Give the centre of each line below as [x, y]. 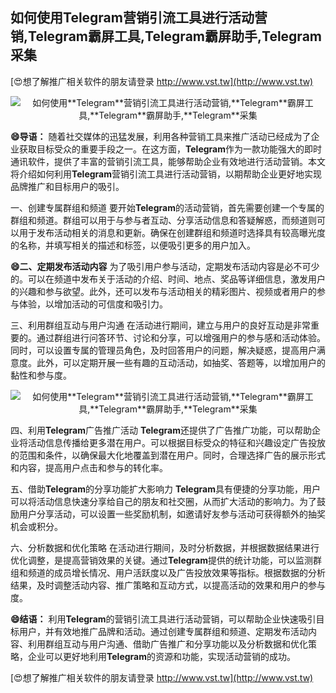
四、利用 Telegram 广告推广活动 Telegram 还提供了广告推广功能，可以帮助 [161, 430]
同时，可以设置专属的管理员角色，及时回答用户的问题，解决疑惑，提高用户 [163, 350]
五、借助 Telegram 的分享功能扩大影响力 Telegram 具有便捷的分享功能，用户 [165, 489]
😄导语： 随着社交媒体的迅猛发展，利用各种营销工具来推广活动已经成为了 [161, 136]
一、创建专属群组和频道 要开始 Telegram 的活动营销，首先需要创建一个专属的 [167, 207]
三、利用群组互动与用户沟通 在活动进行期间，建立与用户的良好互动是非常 [160, 325]
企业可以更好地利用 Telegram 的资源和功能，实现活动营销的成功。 [161, 656]
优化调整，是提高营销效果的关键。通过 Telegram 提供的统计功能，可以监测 [161, 560]
